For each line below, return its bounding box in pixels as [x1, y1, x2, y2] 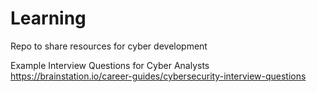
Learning [10, 7, 87, 30]
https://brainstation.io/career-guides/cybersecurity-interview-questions [10, 70, 307, 82]
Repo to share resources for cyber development [10, 40, 208, 52]
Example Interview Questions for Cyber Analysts [10, 59, 210, 71]
